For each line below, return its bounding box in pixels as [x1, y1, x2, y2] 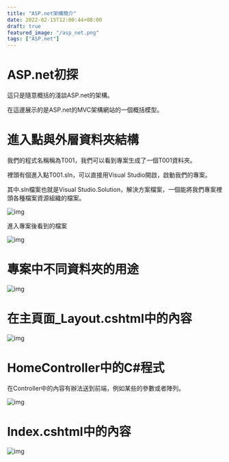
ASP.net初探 [7, 67, 79, 83]
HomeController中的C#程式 [7, 361, 165, 376]
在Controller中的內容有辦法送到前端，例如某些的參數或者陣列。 [7, 384, 185, 392]
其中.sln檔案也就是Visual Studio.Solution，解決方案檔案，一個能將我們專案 [7, 186, 217, 193]
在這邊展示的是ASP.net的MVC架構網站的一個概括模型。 [7, 106, 163, 114]
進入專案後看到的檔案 [7, 222, 67, 230]
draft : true [7, 23, 41, 29]
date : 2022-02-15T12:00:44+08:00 [7, 16, 103, 23]
